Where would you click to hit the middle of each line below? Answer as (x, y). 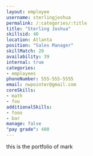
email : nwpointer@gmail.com (41, 85)
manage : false (24, 124)
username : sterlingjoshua (38, 17)
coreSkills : (21, 90)
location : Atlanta (29, 40)
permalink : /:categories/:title (46, 23)
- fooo (14, 113)
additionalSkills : (29, 107)
